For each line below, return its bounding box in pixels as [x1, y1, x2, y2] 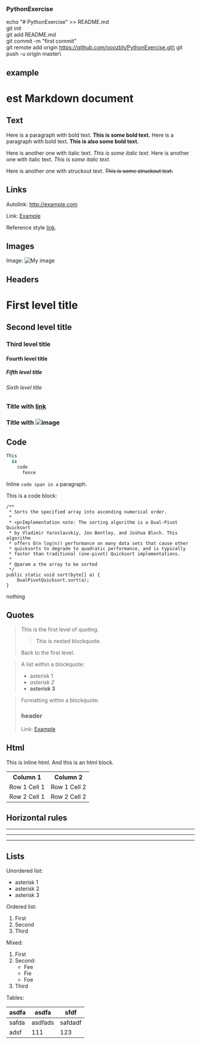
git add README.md [6, 31, 56, 38]
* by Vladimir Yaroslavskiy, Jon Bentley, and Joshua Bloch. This [8, 530, 178, 536]
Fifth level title [6, 369, 42, 376]
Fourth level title [6, 355, 48, 362]
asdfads [31, 1018, 54, 1027]
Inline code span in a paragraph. [6, 480, 87, 487]
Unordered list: [6, 867, 43, 874]
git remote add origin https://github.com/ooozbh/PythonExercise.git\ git [6, 44, 183, 51]
